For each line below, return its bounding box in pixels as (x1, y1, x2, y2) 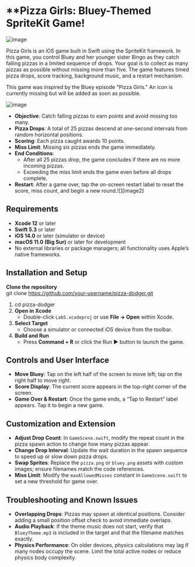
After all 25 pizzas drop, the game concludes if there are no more (23, 156, 180, 163)
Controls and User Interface (6, 355, 110, 365)
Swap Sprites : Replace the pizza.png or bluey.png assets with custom (14, 459, 183, 466)
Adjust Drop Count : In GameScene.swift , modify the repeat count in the (14, 435, 184, 442)
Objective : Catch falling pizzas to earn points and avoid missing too (14, 112, 178, 119)
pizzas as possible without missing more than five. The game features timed (6, 66, 190, 73)
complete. (23, 175, 48, 182)
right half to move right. (14, 377, 71, 384)
